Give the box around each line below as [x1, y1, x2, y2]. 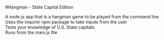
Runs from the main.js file [5, 30, 58, 35]
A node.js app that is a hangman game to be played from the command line [5, 14, 159, 19]
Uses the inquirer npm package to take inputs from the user [5, 19, 128, 25]
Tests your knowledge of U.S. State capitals [5, 24, 94, 30]
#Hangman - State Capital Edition [5, 4, 74, 10]
